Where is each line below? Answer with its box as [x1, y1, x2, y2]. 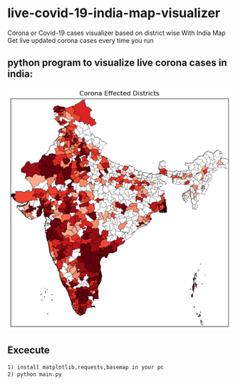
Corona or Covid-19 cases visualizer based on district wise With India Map [7, 29, 226, 37]
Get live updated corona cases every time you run [7, 36, 155, 44]
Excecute [7, 344, 50, 356]
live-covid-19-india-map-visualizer [7, 5, 221, 21]
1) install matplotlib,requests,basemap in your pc [7, 364, 164, 371]
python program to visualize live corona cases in [7, 57, 227, 69]
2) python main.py [7, 371, 62, 379]
